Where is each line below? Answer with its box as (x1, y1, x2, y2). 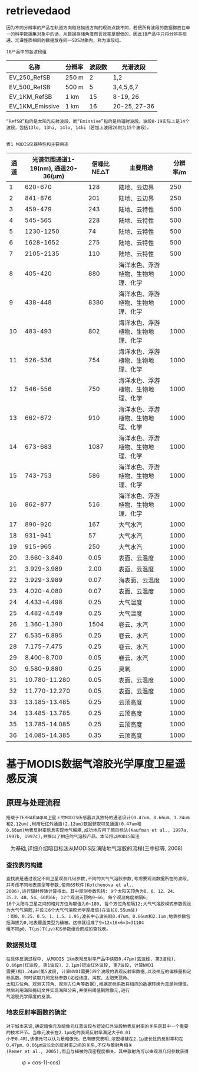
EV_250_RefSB (9, 73, 51, 81)
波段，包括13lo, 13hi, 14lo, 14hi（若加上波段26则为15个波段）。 (6, 124, 152, 131)
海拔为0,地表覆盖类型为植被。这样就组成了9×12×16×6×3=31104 (10, 920, 144, 926)
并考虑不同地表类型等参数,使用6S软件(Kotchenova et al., (6, 882, 134, 888)
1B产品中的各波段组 (6, 49, 47, 54)
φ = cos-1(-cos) (22, 1058, 61, 1066)
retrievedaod (6, 4, 71, 18)
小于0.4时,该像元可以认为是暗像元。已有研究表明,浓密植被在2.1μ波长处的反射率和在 (6, 1036, 184, 1042)
